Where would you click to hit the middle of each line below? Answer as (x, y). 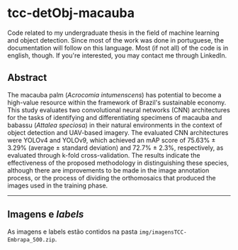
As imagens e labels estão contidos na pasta (73, 232)
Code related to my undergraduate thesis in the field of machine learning (113, 33)
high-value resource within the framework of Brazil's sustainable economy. (117, 102)
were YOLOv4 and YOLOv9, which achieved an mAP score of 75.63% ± (112, 140)
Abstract (27, 78)
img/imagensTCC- (163, 232)
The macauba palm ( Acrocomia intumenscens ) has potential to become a (114, 94)
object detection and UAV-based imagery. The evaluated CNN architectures (118, 132)
